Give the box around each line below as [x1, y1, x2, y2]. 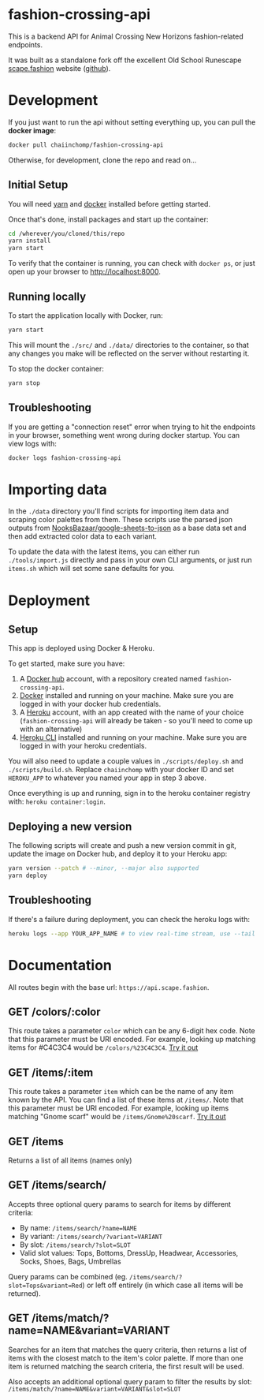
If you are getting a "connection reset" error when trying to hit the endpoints [8, 422, 256, 431]
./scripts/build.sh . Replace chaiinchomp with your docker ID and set [8, 765, 234, 775]
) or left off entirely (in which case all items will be [82, 1280, 244, 1290]
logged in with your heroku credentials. [19, 741, 147, 751]
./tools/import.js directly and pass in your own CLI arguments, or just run [8, 555, 252, 565]
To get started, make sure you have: [8, 659, 125, 668]
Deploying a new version [8, 819, 132, 833]
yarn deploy [8, 872, 47, 880]
